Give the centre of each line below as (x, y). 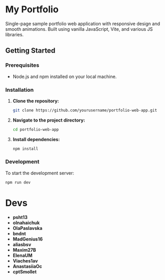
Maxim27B (24, 250)
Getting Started (30, 51)
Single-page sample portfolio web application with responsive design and (83, 24)
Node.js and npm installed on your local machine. (65, 76)
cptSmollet (25, 272)
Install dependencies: (36, 139)
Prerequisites (22, 65)
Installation (20, 90)
